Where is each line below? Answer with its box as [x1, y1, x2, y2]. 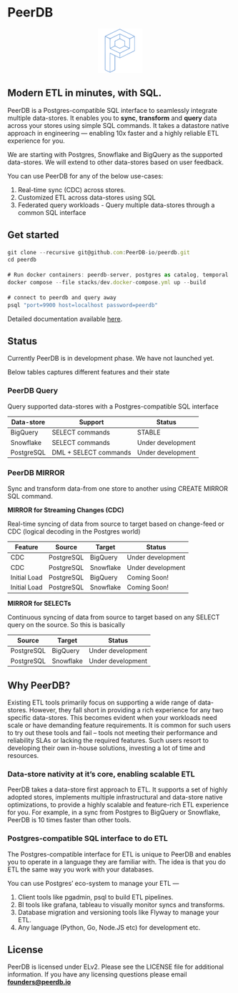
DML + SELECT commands [51, 448, 132, 456]
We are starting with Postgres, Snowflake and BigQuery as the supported [7, 150, 223, 159]
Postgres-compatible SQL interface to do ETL [7, 834, 168, 844]
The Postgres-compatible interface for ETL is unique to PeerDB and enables [7, 849, 232, 858]
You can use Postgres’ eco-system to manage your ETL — [7, 879, 179, 887]
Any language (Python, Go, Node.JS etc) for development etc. [17, 923, 201, 932]
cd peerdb [7, 256, 37, 264]
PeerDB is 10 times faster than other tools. [7, 816, 132, 824]
